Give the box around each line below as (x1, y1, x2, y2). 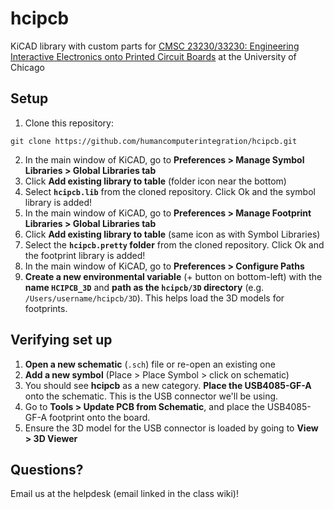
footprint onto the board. (49, 411, 151, 423)
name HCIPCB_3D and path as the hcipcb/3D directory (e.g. (24, 281, 265, 293)
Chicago (10, 61, 45, 73)
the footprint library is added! (24, 249, 146, 261)
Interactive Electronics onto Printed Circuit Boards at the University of (10, 50, 297, 62)
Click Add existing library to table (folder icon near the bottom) (24, 175, 287, 187)
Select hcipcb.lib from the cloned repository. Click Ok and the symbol (24, 185, 316, 197)
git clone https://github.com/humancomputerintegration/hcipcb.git (10, 136, 298, 146)
